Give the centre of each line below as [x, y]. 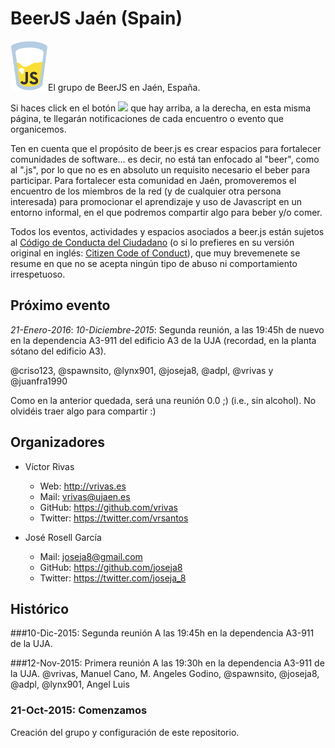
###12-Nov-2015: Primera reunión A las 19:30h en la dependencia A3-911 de [167, 663]
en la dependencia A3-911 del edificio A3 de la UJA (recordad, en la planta [163, 340]
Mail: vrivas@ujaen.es [85, 496]
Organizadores [58, 442]
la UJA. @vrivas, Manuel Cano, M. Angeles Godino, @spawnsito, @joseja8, [165, 674]
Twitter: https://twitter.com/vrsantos [114, 518]
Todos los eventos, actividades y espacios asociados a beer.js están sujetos [167, 231]
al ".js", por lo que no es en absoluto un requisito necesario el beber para [160, 169]
